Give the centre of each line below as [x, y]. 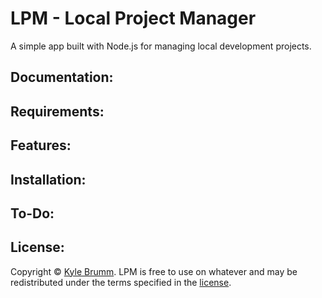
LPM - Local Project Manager [133, 18]
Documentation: [62, 77]
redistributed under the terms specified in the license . [121, 282]
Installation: [48, 179]
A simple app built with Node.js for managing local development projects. [161, 46]
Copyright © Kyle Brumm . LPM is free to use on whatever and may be [154, 271]
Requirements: [57, 111]
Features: [41, 145]
